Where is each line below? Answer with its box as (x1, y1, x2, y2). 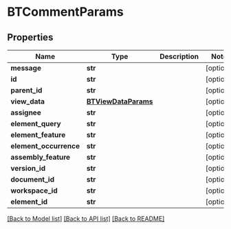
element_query (10, 119, 61, 128)
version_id (10, 164, 46, 173)
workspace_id (10, 186, 58, 195)
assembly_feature (10, 152, 71, 162)
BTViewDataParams (86, 97, 153, 106)
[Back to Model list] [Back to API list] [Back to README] (7, 215, 165, 223)
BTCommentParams (7, 4, 124, 20)
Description (159, 52, 199, 61)
